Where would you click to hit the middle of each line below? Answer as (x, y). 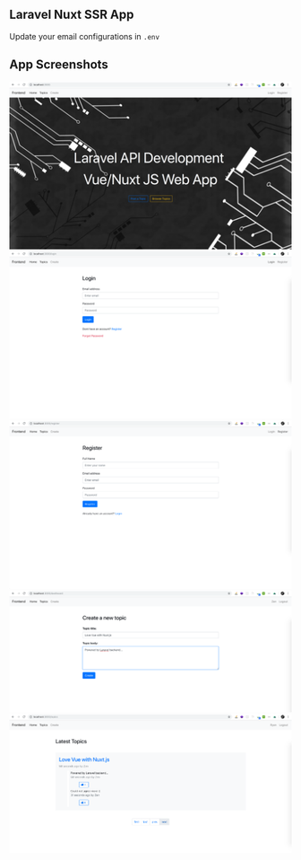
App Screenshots (59, 65)
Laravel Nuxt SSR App (72, 15)
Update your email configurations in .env (84, 36)
